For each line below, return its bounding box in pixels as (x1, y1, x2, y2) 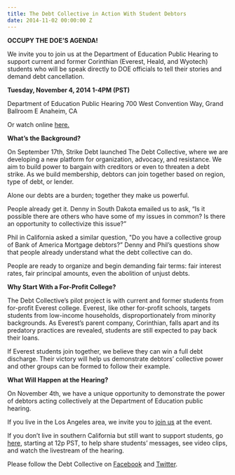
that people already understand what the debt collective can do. (7, 248, 193, 256)
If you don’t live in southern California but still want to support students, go (7, 431, 223, 439)
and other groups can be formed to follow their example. (7, 362, 170, 370)
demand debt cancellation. (7, 72, 85, 81)
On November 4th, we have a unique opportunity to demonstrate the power (7, 389, 226, 397)
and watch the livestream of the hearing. (7, 446, 125, 455)
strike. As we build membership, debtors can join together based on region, (7, 170, 226, 178)
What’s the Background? (7, 134, 81, 142)
